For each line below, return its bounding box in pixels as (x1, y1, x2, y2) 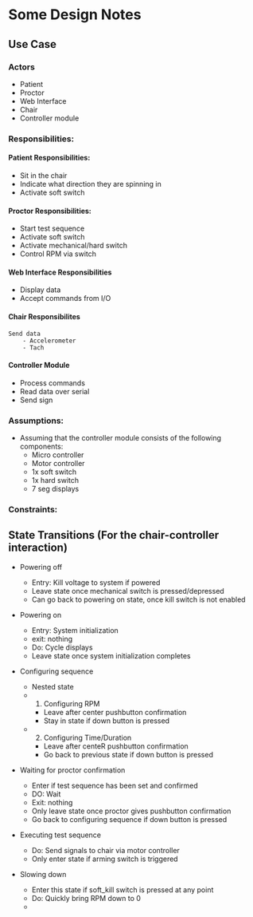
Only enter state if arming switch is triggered (31, 854, 178, 864)
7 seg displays (31, 484, 80, 494)
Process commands (19, 377, 86, 388)
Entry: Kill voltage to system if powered (31, 577, 161, 587)
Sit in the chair (19, 171, 68, 180)
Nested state (31, 682, 74, 691)
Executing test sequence (19, 830, 102, 840)
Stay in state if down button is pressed (43, 716, 169, 725)
